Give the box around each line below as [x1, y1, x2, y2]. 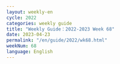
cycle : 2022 [6, 15, 37, 21]
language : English [6, 49, 53, 55]
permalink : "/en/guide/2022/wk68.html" [6, 37, 108, 43]
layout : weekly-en [6, 9, 53, 15]
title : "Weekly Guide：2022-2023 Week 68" [6, 26, 115, 32]
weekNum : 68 [6, 43, 37, 49]
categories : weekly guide [6, 20, 72, 26]
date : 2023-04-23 [6, 32, 51, 38]
